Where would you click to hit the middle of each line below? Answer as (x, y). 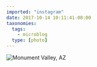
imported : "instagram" (35, 12)
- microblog (32, 35)
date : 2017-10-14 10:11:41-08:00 (49, 18)
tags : (19, 29)
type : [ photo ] (30, 40)
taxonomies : (21, 23)
